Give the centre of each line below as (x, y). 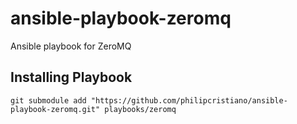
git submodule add (48, 100)
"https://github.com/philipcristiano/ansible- (189, 100)
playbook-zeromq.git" (55, 109)
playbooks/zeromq (140, 109)
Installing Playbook (71, 77)
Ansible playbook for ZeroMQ (71, 46)
